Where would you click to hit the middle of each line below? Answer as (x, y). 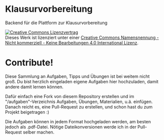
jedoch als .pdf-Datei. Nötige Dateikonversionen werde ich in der (71, 127)
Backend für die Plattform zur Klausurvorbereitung (56, 23)
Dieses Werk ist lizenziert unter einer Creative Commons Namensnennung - (82, 37)
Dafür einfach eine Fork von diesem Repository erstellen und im (70, 96)
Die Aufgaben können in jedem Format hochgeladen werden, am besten (78, 121)
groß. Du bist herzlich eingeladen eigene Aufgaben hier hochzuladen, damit (82, 81)
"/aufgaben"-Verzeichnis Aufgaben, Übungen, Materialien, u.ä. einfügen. (79, 102)
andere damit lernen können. (34, 87)
